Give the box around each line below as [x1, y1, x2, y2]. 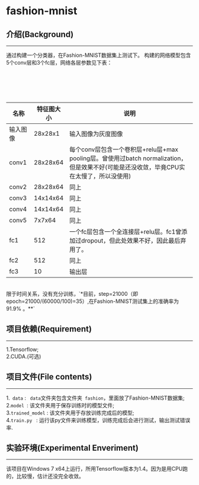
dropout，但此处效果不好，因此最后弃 [81, 237, 187, 244]
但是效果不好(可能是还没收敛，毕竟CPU [69, 163, 179, 171]
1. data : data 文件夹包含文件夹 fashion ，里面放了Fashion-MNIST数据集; [6, 394, 185, 401]
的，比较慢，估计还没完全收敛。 [6, 473, 84, 480]
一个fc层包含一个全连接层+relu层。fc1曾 [69, 228, 182, 235]
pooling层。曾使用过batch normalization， [69, 154, 187, 162]
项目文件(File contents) [6, 372, 92, 382]
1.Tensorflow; [6, 346, 39, 353]
